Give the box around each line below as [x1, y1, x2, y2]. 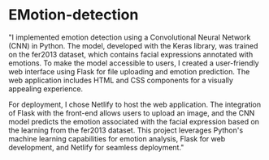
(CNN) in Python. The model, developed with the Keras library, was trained [8, 40, 258, 50]
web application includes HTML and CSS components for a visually [8, 75, 234, 85]
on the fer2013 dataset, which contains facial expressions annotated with [8, 49, 254, 59]
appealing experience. [8, 83, 84, 94]
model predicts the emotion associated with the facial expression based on [8, 116, 260, 126]
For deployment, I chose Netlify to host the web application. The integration [8, 99, 262, 109]
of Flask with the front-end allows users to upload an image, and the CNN [8, 107, 255, 118]
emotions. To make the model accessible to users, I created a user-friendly [8, 58, 259, 68]
